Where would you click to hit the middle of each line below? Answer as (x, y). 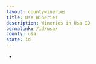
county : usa (21, 34)
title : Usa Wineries (32, 17)
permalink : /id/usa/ (32, 28)
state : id (19, 39)
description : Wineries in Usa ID (48, 23)
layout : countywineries (36, 12)
